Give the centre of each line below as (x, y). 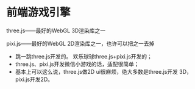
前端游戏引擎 (39, 12)
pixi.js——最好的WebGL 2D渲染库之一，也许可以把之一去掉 (80, 43)
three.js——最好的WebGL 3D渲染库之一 (56, 30)
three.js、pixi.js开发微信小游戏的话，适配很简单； (77, 64)
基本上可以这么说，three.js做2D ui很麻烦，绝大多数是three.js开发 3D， (103, 71)
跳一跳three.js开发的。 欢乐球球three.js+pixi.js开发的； (83, 56)
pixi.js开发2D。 (34, 79)
